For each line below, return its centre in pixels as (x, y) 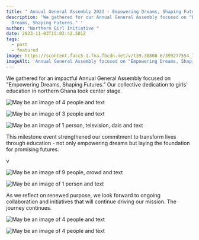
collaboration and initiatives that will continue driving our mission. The (91, 201)
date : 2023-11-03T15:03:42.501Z (46, 34)
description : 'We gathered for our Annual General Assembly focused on (96, 17)
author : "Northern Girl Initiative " (53, 28)
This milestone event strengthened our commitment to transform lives (91, 136)
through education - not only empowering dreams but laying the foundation (98, 143)
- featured (25, 50)
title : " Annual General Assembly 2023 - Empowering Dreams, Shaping (94, 12)
